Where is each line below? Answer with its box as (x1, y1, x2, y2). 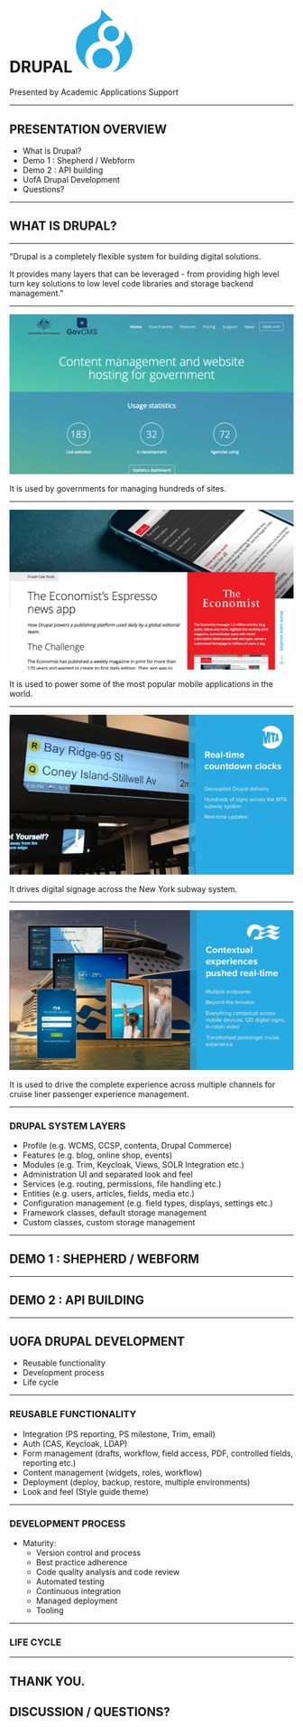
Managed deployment (35, 1595, 118, 1607)
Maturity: (22, 1538, 57, 1549)
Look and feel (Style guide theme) (22, 1486, 149, 1497)
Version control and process (35, 1547, 142, 1558)
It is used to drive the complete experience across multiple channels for (9, 1079, 276, 1090)
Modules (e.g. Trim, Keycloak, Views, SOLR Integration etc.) (22, 1159, 245, 1170)
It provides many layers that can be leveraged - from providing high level (9, 268, 280, 279)
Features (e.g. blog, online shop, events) (22, 1150, 173, 1160)
